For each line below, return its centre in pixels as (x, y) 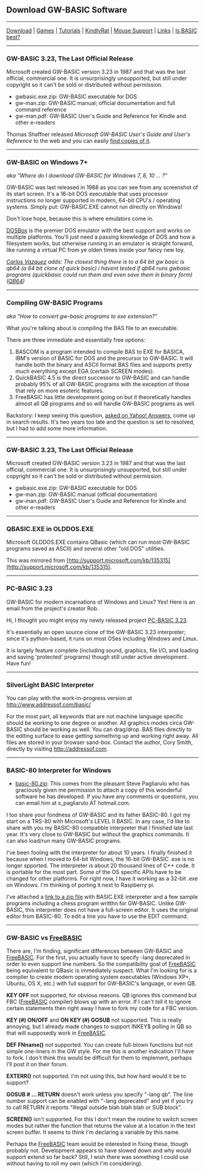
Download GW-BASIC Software (67, 10)
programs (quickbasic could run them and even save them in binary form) (99, 275)
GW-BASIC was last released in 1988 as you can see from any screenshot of (102, 187)
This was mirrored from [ (38, 560)
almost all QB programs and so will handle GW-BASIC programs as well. (106, 403)
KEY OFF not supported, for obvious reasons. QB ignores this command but (102, 995)
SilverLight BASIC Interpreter (50, 685)
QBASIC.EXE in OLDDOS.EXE (50, 529)
